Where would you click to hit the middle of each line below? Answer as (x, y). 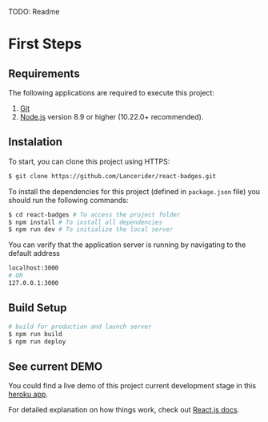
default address (34, 254)
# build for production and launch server (80, 327)
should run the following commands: (68, 200)
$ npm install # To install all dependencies (85, 222)
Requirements (44, 73)
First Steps (45, 44)
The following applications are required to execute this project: (111, 93)
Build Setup (38, 308)
